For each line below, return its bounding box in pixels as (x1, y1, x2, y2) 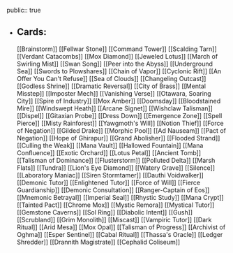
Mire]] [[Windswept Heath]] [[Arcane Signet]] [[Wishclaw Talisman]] (16, 104, 213, 113)
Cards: (16, 26, 47, 38)
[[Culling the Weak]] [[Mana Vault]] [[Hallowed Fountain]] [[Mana (16, 141, 204, 150)
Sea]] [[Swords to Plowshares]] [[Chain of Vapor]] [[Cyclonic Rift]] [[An (16, 66, 222, 75)
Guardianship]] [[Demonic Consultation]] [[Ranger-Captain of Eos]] (16, 185, 210, 194)
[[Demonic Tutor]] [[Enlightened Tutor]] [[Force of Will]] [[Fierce (16, 178, 201, 187)
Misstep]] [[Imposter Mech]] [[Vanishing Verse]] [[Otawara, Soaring (16, 89, 211, 97)
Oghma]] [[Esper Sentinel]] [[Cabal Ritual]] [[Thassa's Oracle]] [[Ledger (16, 230, 223, 238)
